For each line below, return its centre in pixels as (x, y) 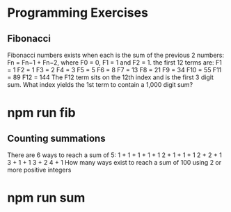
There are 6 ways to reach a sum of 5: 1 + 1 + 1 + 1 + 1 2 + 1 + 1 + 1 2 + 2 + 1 (115, 155)
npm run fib (41, 113)
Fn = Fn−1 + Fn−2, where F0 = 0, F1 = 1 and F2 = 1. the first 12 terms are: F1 (115, 63)
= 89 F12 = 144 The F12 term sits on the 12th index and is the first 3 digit (110, 77)
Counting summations (56, 138)
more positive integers (39, 170)
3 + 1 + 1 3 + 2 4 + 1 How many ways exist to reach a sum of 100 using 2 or (114, 162)
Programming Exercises (78, 13)
